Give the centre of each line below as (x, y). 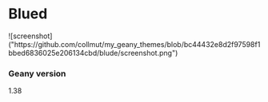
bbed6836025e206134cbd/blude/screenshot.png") (93, 53)
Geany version (37, 73)
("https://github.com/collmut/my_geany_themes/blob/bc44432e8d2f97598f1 (134, 44)
